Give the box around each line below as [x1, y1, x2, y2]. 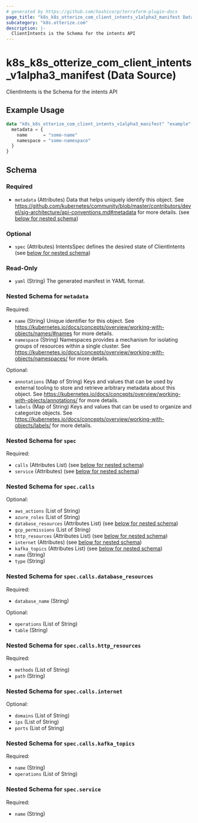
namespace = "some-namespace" [16, 137, 91, 144]
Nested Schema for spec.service [6, 785, 101, 793]
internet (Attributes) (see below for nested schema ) [14, 539, 143, 546]
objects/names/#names [14, 329, 72, 337]
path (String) [14, 672, 45, 679]
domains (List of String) [14, 712, 70, 719]
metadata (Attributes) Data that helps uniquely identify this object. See [14, 196, 184, 203]
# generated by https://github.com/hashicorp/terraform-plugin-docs [6, 8, 178, 15]
